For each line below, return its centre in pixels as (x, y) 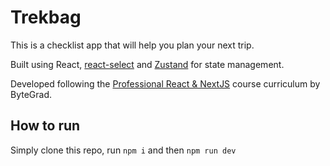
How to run (45, 126)
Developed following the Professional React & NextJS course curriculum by (165, 83)
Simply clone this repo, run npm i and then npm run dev (123, 150)
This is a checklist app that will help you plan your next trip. (132, 45)
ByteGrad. (31, 94)
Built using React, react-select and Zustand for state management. (147, 64)
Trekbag (46, 17)
